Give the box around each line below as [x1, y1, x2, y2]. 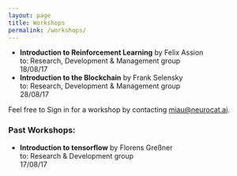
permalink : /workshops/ [8, 26, 87, 34]
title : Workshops [8, 19, 66, 27]
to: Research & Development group [19, 151, 134, 160]
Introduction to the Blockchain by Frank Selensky [19, 73, 183, 83]
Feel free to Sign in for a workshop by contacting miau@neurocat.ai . [8, 105, 231, 114]
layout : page [8, 11, 51, 20]
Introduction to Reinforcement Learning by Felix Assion [19, 48, 204, 58]
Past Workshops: [8, 125, 76, 136]
